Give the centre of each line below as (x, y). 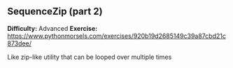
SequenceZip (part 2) (55, 12)
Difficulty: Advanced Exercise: (52, 28)
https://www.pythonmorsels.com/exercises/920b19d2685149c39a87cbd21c (116, 36)
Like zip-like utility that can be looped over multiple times (90, 57)
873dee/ (19, 43)
